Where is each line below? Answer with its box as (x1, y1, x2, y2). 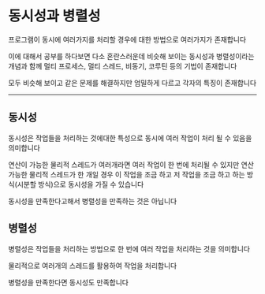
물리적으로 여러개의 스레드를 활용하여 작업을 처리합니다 (8, 261, 177, 270)
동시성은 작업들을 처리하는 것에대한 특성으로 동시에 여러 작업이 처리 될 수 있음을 (8, 133, 252, 143)
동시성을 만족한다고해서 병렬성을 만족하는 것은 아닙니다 (8, 196, 177, 206)
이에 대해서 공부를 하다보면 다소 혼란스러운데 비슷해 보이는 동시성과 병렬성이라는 (8, 51, 255, 61)
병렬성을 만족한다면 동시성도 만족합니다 (8, 277, 129, 287)
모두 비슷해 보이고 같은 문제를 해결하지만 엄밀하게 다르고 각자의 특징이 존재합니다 (8, 78, 257, 87)
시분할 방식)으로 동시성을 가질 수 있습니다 (17, 179, 144, 189)
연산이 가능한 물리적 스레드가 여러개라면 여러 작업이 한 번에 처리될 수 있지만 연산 (8, 159, 255, 169)
